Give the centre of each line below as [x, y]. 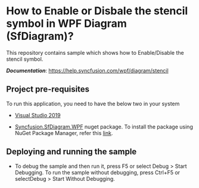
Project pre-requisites [48, 90]
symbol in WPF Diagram [66, 23]
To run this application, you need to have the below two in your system [93, 104]
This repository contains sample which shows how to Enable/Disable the [95, 52]
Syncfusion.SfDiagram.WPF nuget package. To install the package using [104, 127]
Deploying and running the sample [71, 152]
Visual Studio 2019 [38, 115]
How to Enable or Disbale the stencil [97, 11]
